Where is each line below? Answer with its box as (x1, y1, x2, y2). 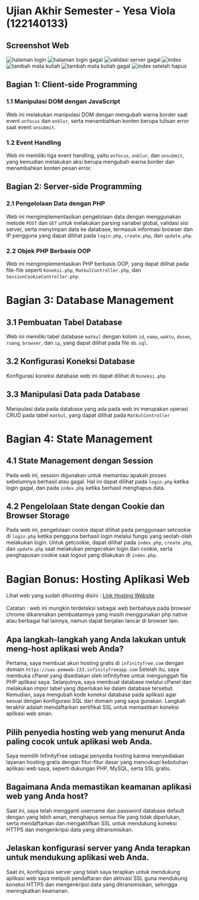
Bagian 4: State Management (6, 432, 153, 446)
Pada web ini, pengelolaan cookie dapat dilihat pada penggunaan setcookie (6, 527, 191, 534)
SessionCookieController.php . (6, 272, 80, 280)
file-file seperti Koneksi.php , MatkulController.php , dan (6, 266, 141, 274)
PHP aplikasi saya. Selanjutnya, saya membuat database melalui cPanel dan (6, 679, 192, 686)
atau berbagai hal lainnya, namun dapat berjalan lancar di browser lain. (6, 617, 180, 625)
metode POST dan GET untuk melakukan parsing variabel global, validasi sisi (6, 219, 189, 226)
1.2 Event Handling (6, 138, 61, 147)
